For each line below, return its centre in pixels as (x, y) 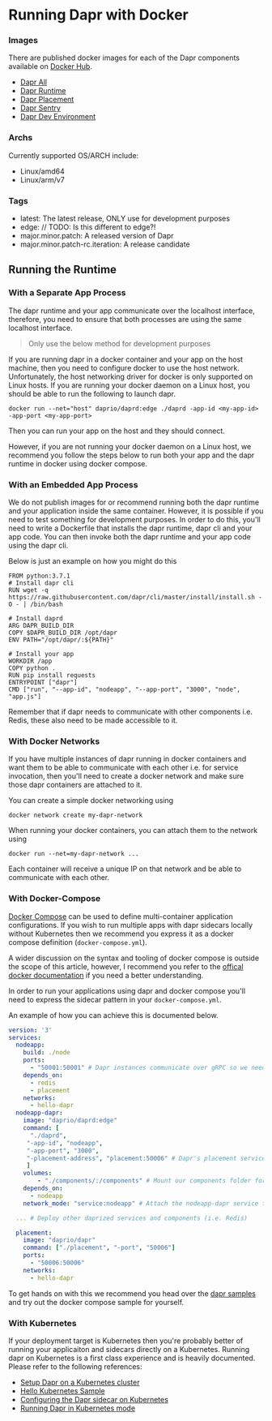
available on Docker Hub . (51, 67)
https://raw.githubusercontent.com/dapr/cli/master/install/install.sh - (136, 598)
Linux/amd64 (42, 171)
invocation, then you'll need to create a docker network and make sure (126, 776)
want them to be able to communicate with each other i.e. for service (123, 767)
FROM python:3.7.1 (39, 576)
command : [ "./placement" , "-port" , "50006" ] (99, 1248)
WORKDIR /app (30, 661)
